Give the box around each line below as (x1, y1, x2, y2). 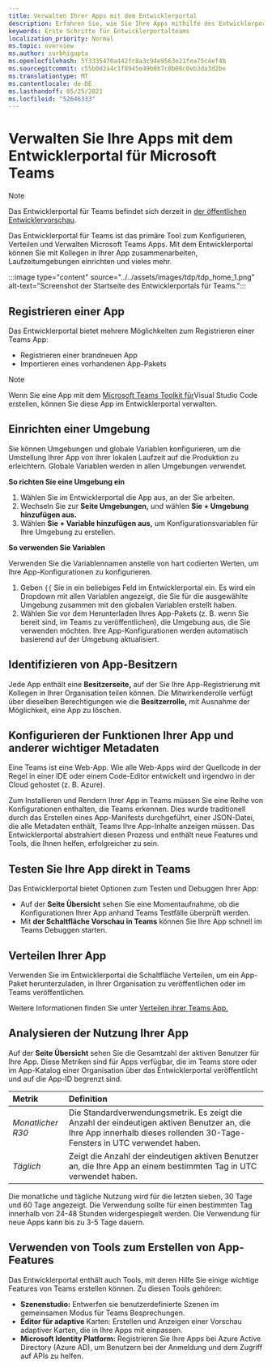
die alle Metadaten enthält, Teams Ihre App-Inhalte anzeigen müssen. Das (8, 822, 255, 831)
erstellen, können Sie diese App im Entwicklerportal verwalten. (8, 399, 218, 408)
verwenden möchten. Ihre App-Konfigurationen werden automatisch (19, 626, 249, 635)
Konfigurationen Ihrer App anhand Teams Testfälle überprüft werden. (19, 908, 251, 918)
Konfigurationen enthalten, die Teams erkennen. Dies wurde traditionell (8, 804, 246, 814)
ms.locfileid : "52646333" (8, 95, 96, 103)
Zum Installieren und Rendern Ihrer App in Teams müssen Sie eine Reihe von (8, 796, 264, 805)
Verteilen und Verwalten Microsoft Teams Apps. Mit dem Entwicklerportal (8, 240, 253, 250)
